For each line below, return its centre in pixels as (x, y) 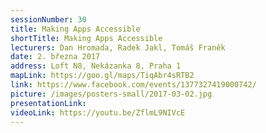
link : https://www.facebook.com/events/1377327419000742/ (133, 85)
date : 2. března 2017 (55, 57)
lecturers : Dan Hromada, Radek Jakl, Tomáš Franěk (118, 47)
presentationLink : (48, 103)
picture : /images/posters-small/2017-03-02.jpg (111, 94)
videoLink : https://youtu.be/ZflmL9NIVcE (98, 112)
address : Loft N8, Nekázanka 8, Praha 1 (96, 66)
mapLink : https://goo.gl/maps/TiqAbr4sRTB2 (102, 76)
